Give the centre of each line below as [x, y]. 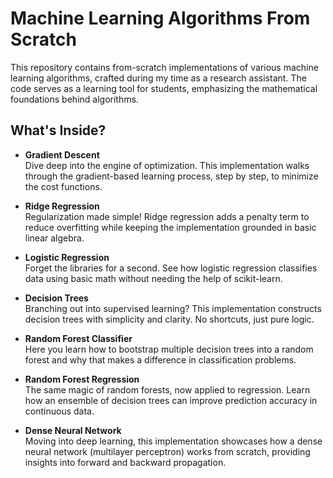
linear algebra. [54, 238]
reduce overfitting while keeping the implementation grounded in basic [170, 227]
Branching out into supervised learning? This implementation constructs [173, 308]
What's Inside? [58, 130]
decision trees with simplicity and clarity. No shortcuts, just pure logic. [169, 319]
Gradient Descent [62, 154]
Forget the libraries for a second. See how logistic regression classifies [171, 268]
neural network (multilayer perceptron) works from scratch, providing [167, 451]
